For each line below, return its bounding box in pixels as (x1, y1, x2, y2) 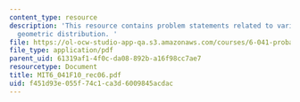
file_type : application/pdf (9, 46, 114, 55)
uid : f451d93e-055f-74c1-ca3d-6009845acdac (9, 79, 174, 88)
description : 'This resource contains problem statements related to (9, 21, 274, 30)
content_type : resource (9, 12, 98, 22)
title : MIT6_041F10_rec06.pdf (9, 71, 122, 80)
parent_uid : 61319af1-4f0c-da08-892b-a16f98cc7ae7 (9, 54, 202, 63)
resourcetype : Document (9, 63, 98, 72)
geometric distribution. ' (17, 29, 118, 38)
